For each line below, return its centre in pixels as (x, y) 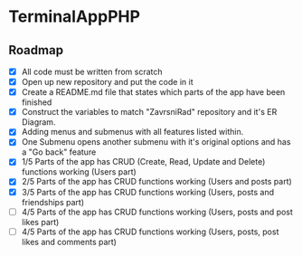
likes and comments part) (69, 242)
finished (37, 102)
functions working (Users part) (79, 172)
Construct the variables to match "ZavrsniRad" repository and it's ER (149, 112)
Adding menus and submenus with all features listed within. (132, 132)
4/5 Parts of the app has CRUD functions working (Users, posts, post (150, 232)
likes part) (40, 222)
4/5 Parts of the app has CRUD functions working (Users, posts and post (157, 212)
